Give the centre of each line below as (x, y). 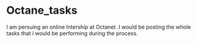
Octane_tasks (42, 10)
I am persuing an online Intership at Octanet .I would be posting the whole (99, 27)
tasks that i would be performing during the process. (72, 33)
